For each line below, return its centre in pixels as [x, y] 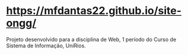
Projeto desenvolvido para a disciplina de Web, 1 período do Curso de [91, 39]
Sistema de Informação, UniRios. [46, 46]
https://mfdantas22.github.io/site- [94, 11]
